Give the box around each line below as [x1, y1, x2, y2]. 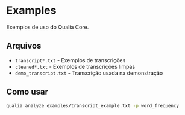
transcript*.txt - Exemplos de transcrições [14, 56, 126, 63]
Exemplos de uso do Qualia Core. [6, 23, 89, 31]
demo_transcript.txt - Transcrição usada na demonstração [14, 69, 163, 77]
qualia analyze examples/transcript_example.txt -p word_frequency [6, 102, 180, 108]
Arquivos [6, 41, 42, 51]
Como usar [6, 87, 49, 97]
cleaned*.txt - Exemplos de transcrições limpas [14, 63, 136, 70]
